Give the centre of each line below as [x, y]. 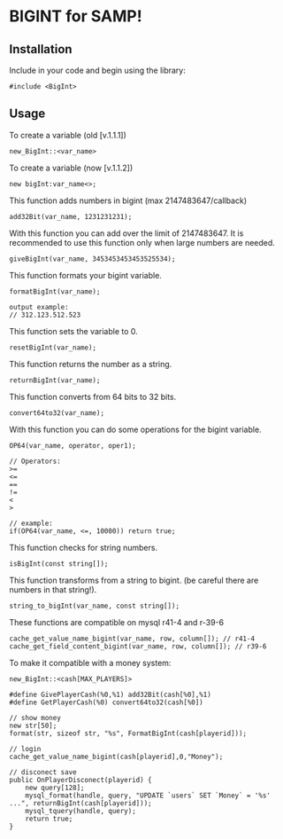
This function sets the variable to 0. [74, 331]
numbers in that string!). [53, 589]
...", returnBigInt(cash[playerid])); [80, 803]
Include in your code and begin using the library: [97, 70]
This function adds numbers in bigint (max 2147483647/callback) [128, 200]
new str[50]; [33, 725]
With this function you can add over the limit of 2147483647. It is [126, 233]
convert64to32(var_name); [57, 413]
